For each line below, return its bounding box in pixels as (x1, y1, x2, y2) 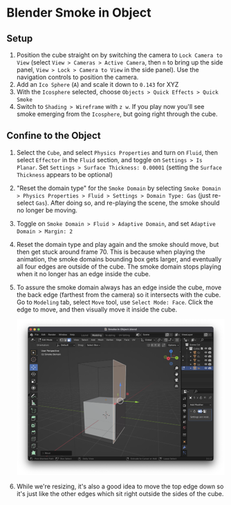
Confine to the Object (6, 130, 101, 142)
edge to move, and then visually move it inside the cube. (16, 305, 178, 314)
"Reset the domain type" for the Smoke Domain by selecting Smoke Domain (16, 184, 221, 192)
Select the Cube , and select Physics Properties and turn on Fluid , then (16, 148, 219, 157)
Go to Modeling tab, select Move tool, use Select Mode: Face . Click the (16, 298, 214, 306)
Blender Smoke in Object (6, 5, 151, 21)
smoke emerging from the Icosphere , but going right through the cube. (16, 110, 218, 118)
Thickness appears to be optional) (16, 170, 113, 178)
